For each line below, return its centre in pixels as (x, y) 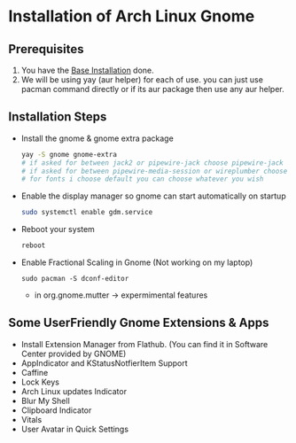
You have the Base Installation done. (87, 70)
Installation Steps (58, 117)
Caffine (35, 372)
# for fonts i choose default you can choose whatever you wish (142, 179)
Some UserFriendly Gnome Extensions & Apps (139, 323)
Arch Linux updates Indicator (74, 391)
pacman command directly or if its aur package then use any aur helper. (152, 89)
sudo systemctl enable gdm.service (87, 213)
